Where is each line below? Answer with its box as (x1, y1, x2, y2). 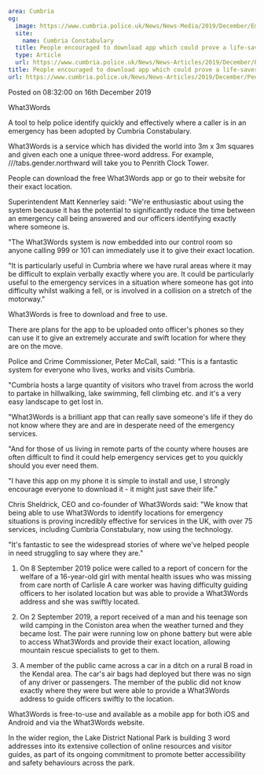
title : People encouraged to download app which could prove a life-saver (8, 66, 258, 74)
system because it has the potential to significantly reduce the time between (8, 205, 255, 215)
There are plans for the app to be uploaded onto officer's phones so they (8, 325, 244, 334)
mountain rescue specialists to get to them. (19, 645, 159, 655)
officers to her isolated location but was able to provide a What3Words (19, 588, 249, 597)
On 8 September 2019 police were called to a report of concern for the (19, 563, 248, 573)
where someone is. (8, 222, 70, 231)
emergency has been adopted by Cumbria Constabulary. (8, 126, 192, 135)
